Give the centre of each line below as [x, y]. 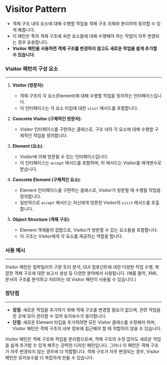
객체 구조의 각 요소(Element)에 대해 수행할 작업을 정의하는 [76, 96]
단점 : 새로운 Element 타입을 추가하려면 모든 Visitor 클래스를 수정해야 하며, [84, 322]
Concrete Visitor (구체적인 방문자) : [47, 119]
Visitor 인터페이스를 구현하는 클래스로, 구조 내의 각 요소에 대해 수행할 [86, 129]
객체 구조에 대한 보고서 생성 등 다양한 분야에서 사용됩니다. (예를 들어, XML [86, 273]
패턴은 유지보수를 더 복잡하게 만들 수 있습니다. [50, 358]
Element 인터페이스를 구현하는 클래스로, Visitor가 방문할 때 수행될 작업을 [90, 190]
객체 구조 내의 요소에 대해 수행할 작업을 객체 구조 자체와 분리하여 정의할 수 [84, 23]
